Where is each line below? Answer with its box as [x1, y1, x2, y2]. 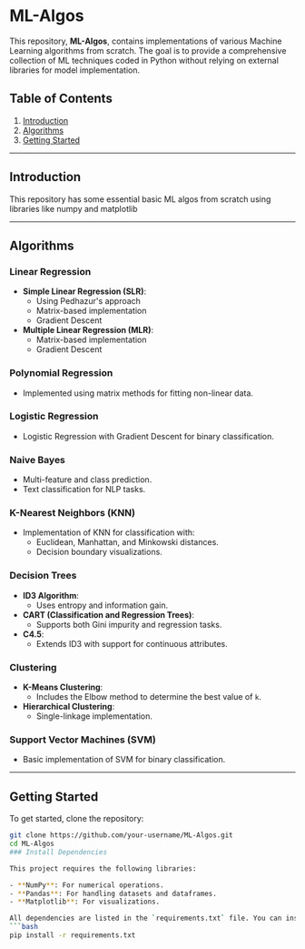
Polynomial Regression [9, 367, 113, 379]
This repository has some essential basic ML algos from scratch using [9, 193, 271, 205]
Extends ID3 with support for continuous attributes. [35, 638, 229, 649]
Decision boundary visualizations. [35, 547, 163, 558]
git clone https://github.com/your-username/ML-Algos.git [9, 831, 233, 840]
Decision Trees [9, 570, 77, 582]
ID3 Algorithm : [22, 590, 80, 601]
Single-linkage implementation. [35, 711, 152, 722]
